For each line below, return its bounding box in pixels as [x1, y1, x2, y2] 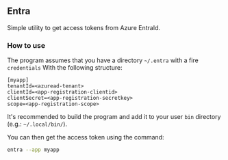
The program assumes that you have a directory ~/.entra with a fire [7, 56, 199, 64]
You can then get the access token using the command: [7, 133, 164, 142]
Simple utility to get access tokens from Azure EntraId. [7, 23, 161, 31]
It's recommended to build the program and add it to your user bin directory [7, 113, 221, 121]
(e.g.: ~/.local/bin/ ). [7, 120, 67, 129]
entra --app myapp [7, 146, 60, 153]
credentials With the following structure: [7, 64, 123, 72]
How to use [7, 40, 46, 50]
